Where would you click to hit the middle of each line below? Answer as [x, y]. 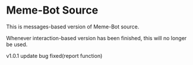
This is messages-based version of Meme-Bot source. [73, 27]
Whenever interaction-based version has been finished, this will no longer [96, 38]
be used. [17, 44]
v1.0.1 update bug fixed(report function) [54, 56]
